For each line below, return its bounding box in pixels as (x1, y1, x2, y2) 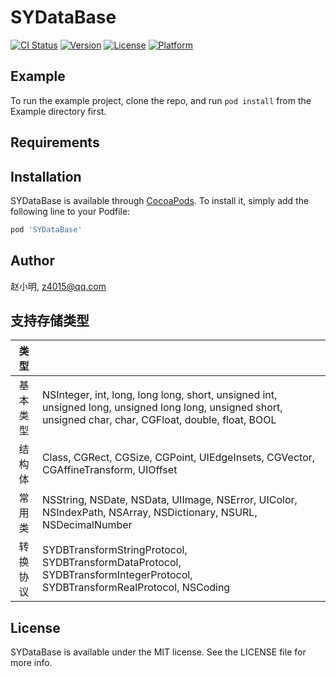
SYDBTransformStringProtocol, (41, 543, 188, 557)
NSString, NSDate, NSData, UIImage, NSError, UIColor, (41, 493, 298, 507)
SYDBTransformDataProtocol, (41, 556, 182, 570)
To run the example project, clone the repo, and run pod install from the (10, 94, 312, 106)
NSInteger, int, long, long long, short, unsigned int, (41, 388, 278, 402)
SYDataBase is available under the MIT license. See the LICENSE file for (10, 646, 307, 658)
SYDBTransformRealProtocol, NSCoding (41, 581, 231, 595)
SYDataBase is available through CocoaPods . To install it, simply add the (10, 194, 310, 206)
